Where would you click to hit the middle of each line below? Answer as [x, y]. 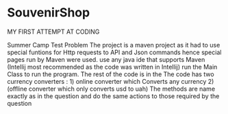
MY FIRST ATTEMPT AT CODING [53, 32]
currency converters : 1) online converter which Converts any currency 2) [111, 81]
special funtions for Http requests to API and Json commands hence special [114, 52]
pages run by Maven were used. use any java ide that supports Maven [106, 59]
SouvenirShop [49, 13]
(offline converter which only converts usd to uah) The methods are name [111, 89]
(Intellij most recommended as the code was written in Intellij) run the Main [112, 67]
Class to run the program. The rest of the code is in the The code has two [111, 74]
